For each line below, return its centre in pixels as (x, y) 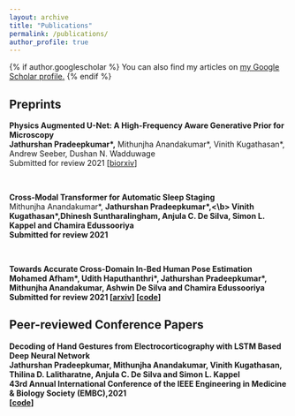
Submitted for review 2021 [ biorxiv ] (73, 163)
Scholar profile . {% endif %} (61, 77)
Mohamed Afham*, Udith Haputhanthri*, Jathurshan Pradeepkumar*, (138, 278)
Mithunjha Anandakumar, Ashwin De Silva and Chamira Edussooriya (137, 288)
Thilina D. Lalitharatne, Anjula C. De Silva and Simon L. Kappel (125, 374)
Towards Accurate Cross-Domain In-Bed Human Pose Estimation (131, 269)
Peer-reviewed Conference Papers (106, 325)
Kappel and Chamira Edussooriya (72, 225)
